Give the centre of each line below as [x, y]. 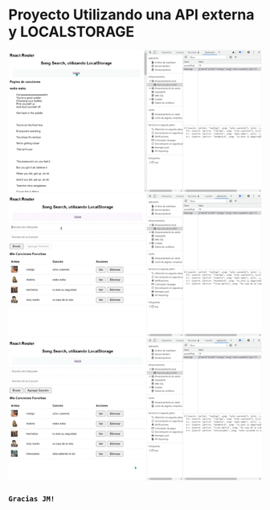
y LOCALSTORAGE [72, 32]
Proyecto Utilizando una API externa [131, 15]
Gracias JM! [32, 499]
